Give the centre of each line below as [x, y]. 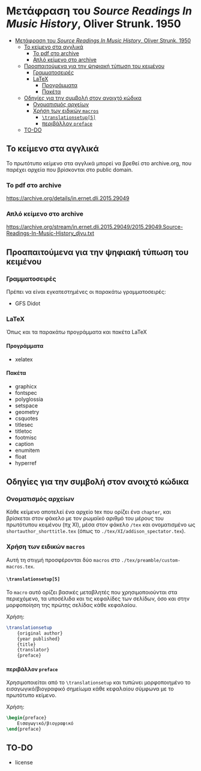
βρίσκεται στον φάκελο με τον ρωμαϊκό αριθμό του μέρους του [85, 519]
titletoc [23, 431]
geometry [27, 412]
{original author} [40, 633]
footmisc [26, 437]
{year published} [39, 639]
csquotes [26, 418]
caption [24, 443]
